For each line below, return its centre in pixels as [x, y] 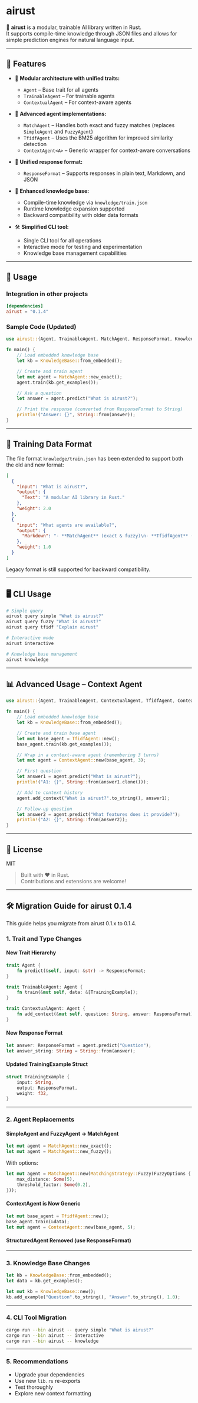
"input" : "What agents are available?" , [67, 525]
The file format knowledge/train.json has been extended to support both [95, 458]
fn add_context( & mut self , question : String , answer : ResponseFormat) [105, 1014]
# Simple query [25, 611]
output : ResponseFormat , [47, 1088]
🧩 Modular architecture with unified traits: [67, 78]
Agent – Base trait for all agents [61, 89]
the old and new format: [35, 465]
